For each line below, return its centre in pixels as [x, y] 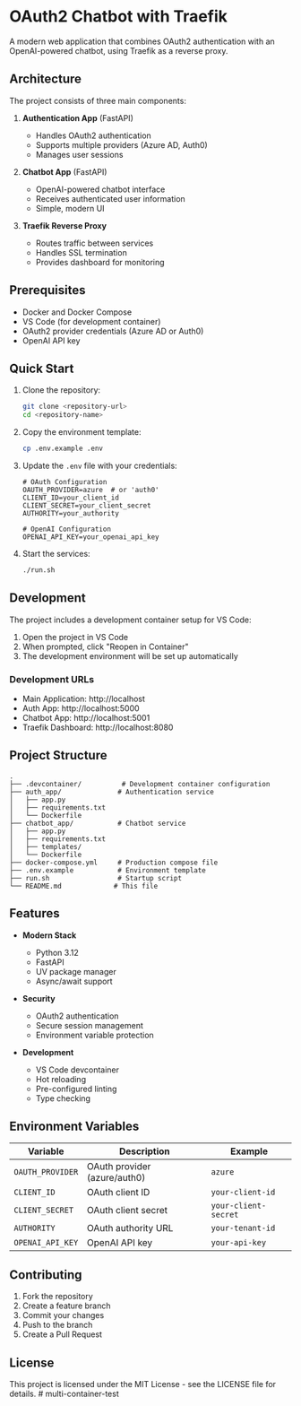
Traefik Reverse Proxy [64, 225]
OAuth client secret [127, 1211]
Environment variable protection [95, 1035]
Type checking [63, 1098]
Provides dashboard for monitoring [100, 262]
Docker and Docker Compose [77, 312]
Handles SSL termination [81, 252]
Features [34, 913]
